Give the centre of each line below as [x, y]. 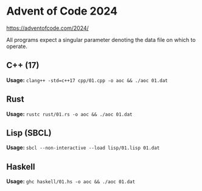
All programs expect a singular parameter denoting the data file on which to [101, 40]
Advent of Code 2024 [62, 11]
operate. [17, 46]
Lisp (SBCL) [29, 133]
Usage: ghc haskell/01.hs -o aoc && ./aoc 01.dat [71, 181]
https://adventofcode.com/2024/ [48, 28]
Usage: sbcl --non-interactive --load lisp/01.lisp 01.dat [83, 148]
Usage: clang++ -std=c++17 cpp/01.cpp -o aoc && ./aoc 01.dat [87, 80]
